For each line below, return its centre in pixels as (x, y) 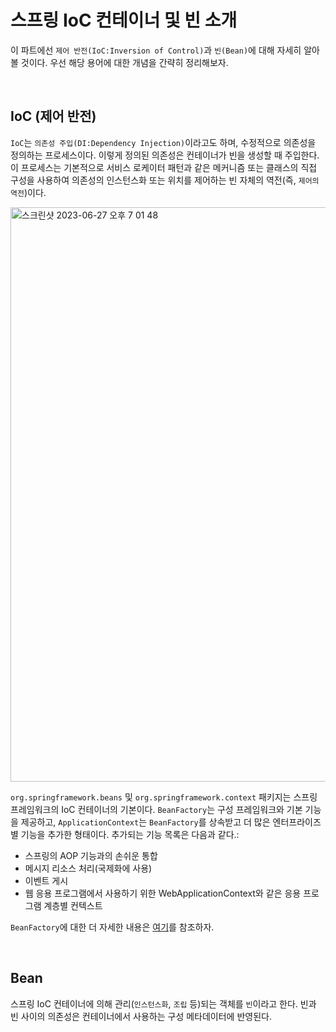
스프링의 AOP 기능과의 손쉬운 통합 (91, 855)
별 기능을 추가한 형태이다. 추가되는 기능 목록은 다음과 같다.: (125, 834)
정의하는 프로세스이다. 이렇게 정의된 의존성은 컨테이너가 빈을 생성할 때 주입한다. (165, 155)
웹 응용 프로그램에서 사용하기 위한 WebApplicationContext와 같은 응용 (163, 893)
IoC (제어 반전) (53, 116)
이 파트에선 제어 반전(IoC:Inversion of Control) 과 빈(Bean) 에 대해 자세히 (156, 50)
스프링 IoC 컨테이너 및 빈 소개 (124, 20)
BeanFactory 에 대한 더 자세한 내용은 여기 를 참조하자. (112, 927)
